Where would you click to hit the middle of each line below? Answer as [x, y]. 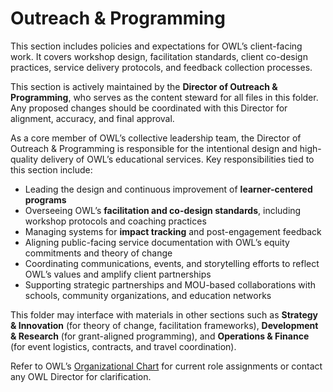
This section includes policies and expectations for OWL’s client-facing [156, 46]
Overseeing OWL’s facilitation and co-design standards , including [163, 210]
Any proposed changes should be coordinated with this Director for [149, 108]
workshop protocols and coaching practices [115, 221]
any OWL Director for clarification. [81, 376]
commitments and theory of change [98, 253]
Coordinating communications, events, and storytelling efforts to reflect [172, 263]
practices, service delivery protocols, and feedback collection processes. [161, 67]
